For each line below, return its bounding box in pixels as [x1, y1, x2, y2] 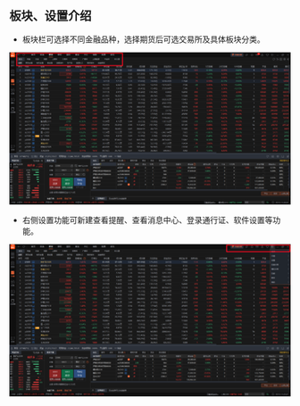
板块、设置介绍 [9, 8, 92, 24]
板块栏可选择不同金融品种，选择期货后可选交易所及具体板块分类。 [21, 34, 265, 45]
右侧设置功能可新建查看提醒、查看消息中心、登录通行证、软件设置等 [21, 214, 273, 225]
